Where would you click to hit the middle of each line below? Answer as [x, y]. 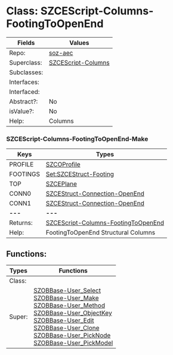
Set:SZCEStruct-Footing [80, 174]
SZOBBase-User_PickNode [72, 335]
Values [79, 43]
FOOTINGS [25, 174]
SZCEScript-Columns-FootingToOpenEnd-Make [77, 139]
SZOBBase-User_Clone [67, 328]
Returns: [21, 223]
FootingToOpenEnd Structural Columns [101, 233]
